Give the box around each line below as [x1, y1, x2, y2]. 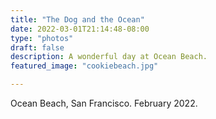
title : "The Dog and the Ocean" [10, 14, 145, 25]
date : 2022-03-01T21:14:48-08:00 [10, 24, 150, 34]
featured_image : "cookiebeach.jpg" [10, 61, 159, 71]
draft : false [10, 42, 65, 53]
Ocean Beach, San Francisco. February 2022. [10, 97, 198, 109]
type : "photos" [10, 33, 74, 43]
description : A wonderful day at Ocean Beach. [10, 52, 208, 62]
